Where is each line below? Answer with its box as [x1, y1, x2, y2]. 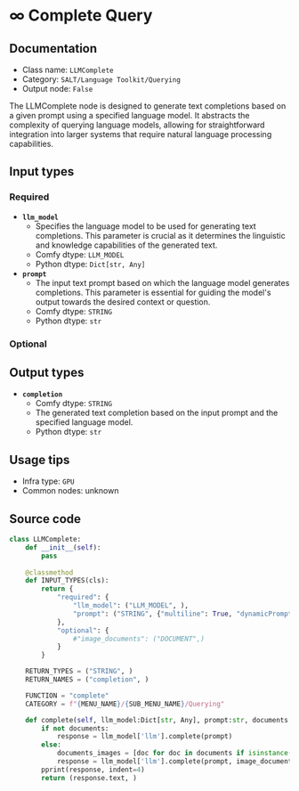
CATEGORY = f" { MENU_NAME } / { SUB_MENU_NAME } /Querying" [25, 699, 225, 708]
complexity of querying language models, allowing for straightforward [9, 119, 265, 130]
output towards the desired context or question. [35, 296, 211, 307]
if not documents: [41, 723, 109, 733]
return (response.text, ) [41, 773, 138, 782]
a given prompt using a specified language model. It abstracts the [9, 110, 251, 120]
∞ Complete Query [9, 5, 153, 26]
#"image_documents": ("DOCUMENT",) [72, 634, 205, 643]
